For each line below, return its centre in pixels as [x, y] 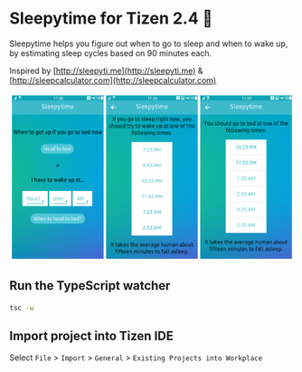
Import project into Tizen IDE [91, 335]
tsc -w [22, 308]
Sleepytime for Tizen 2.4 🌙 [111, 19]
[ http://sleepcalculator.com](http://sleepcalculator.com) [113, 80]
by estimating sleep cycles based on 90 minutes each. [111, 52]
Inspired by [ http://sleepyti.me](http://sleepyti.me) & [106, 71]
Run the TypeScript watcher [90, 286]
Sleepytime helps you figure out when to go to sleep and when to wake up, [149, 43]
